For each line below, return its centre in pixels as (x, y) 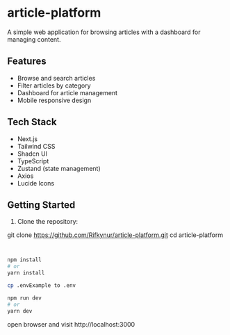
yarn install (26, 273)
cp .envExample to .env (42, 286)
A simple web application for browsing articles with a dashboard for (104, 32)
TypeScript (33, 161)
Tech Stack (32, 122)
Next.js (27, 139)
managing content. (34, 39)
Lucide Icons (35, 183)
